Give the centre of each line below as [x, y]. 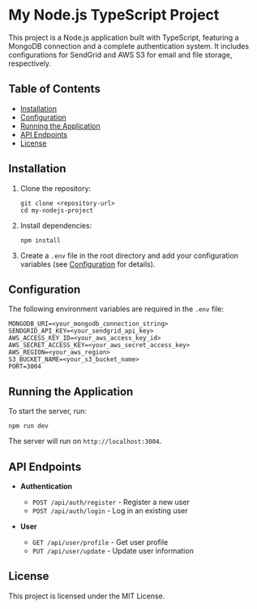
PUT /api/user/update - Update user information [113, 551]
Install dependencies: [56, 225]
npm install [40, 240]
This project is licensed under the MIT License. [87, 596]
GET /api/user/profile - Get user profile [100, 542]
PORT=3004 [25, 367]
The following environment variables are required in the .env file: [116, 309]
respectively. [30, 63]
